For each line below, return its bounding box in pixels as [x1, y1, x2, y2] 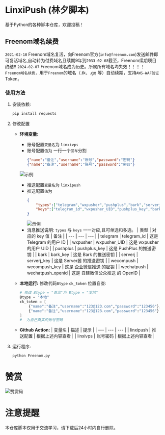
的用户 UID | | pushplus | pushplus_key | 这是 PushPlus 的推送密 [27, 246, 156, 252]
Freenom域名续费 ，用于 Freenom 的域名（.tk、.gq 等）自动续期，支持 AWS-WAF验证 [5, 70, 160, 76]
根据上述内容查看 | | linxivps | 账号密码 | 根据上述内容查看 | [36, 333, 155, 339]
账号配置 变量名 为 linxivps [27, 141, 79, 147]
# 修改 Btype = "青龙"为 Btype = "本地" [19, 290, 98, 295]
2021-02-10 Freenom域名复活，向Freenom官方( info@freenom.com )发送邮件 [5, 51, 154, 57]
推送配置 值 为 [27, 188, 53, 194]
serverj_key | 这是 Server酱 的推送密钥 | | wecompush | [27, 258, 138, 264]
